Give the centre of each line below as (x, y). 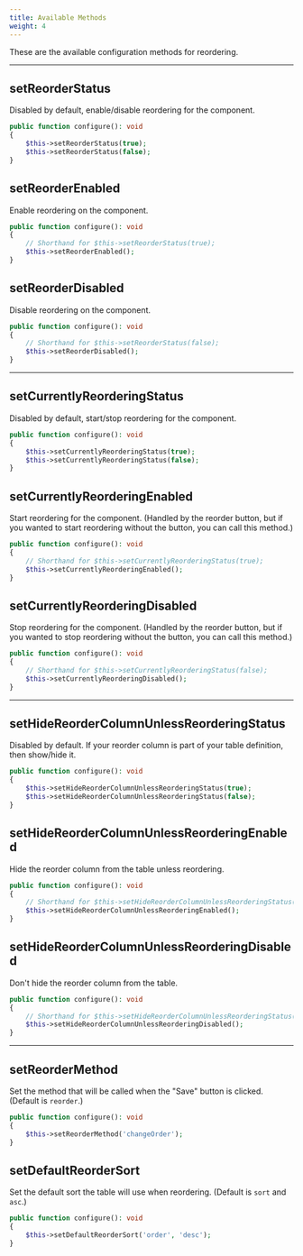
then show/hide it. (43, 755)
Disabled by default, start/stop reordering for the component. (123, 418)
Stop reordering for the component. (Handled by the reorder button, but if (146, 628)
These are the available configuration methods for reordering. (124, 51)
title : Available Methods (58, 18)
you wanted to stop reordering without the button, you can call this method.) (151, 637)
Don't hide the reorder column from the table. (94, 983)
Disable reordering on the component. (80, 310)
